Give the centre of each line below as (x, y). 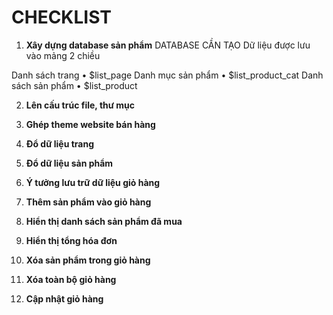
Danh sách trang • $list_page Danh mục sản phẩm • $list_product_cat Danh (167, 75)
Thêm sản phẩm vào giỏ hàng (88, 202)
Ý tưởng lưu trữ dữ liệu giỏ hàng (93, 182)
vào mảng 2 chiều (63, 55)
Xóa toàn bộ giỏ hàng (71, 279)
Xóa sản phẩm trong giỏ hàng (88, 260)
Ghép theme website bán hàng (90, 124)
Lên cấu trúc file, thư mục (80, 105)
